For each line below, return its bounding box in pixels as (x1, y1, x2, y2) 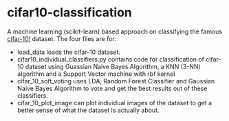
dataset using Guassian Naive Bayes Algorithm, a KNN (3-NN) (25, 62, 201, 70)
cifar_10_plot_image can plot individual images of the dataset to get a (17, 98, 212, 107)
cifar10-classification (7, 5, 133, 21)
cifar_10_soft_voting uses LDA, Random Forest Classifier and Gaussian (17, 77, 215, 85)
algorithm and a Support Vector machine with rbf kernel (17, 70, 175, 78)
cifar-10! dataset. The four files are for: (7, 34, 117, 42)
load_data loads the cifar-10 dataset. (17, 48, 120, 56)
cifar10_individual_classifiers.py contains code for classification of (17, 55, 205, 63)
